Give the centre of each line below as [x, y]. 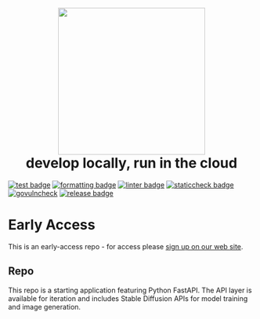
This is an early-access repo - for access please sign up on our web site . [126, 246]
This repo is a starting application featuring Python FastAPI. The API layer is [130, 290]
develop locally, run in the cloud [132, 163]
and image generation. [44, 306]
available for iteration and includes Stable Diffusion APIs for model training [128, 298]
